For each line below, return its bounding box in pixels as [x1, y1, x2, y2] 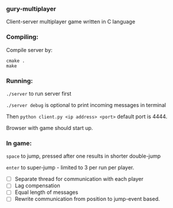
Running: [6, 76, 33, 84]
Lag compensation [14, 182, 60, 189]
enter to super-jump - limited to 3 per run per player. [6, 164, 134, 171]
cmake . [6, 58, 25, 64]
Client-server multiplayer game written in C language [6, 18, 136, 25]
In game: [6, 139, 32, 147]
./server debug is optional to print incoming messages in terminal [6, 101, 166, 108]
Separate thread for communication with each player [14, 175, 144, 183]
